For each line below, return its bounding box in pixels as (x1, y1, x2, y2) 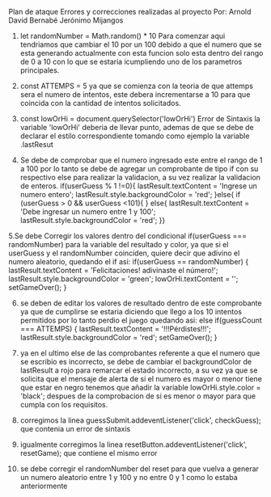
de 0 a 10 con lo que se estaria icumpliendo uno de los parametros (19, 57, 243, 66)
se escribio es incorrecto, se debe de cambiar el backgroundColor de (19, 357, 252, 366)
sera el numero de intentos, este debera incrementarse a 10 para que (19, 90, 251, 99)
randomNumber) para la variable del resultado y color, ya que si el (8, 240, 229, 249)
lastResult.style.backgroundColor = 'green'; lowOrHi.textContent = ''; (8, 274, 239, 284)
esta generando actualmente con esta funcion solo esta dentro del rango (19, 48, 264, 57)
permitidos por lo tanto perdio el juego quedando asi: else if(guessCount (19, 315, 263, 325)
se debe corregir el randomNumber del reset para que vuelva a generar (19, 464, 259, 474)
